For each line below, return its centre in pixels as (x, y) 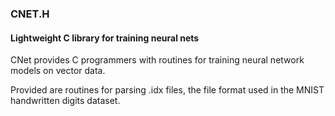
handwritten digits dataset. (65, 101)
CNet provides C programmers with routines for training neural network (157, 60)
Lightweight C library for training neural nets (105, 38)
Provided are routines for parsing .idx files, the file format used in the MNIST (167, 90)
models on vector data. (58, 71)
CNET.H (30, 14)
